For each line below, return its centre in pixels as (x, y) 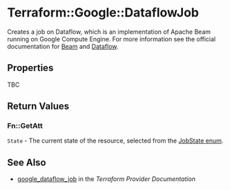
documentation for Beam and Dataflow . (63, 46)
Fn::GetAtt (25, 126)
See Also (27, 162)
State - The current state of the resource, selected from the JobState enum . (115, 141)
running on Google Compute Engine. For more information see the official (112, 39)
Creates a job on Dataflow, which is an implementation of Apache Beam (109, 32)
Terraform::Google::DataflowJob (103, 13)
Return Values (38, 106)
